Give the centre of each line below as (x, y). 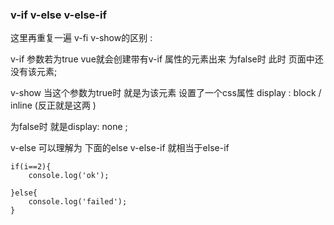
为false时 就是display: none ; (69, 127)
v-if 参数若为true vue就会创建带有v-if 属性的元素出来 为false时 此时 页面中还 (167, 59)
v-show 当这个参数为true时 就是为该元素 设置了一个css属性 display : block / (166, 93)
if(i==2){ (31, 167)
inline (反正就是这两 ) (53, 105)
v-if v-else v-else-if (58, 15)
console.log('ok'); (69, 176)
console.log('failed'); (78, 202)
